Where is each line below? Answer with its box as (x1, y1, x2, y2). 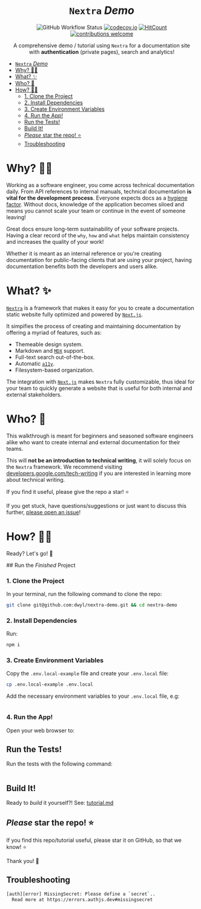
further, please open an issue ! (6, 508, 81, 516)
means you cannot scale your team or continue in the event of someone (6, 207, 186, 214)
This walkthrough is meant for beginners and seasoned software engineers (6, 432, 194, 439)
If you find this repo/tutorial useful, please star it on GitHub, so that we (6, 836, 182, 844)
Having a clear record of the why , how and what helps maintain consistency (6, 231, 189, 239)
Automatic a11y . (15, 359, 55, 367)
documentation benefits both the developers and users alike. (6, 263, 158, 270)
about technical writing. (6, 476, 65, 483)
